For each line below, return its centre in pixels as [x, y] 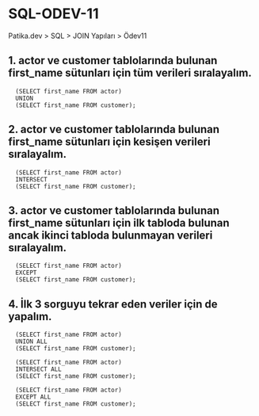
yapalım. [30, 317]
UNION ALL [31, 342]
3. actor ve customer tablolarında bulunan [114, 210]
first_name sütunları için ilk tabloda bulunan [119, 223]
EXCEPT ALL [33, 397]
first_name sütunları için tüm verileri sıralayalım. [130, 73]
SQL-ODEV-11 [53, 14]
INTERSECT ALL [38, 369]
